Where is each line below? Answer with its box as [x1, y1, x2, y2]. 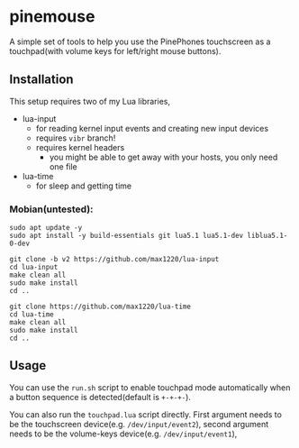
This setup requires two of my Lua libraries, [9, 96, 171, 106]
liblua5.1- [247, 232, 288, 241]
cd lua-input [9, 263, 59, 272]
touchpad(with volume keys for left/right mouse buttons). [9, 45, 222, 56]
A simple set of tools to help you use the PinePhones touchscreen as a [9, 36, 271, 47]
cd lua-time [9, 310, 54, 319]
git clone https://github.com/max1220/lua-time [9, 302, 192, 312]
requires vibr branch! [35, 133, 116, 143]
